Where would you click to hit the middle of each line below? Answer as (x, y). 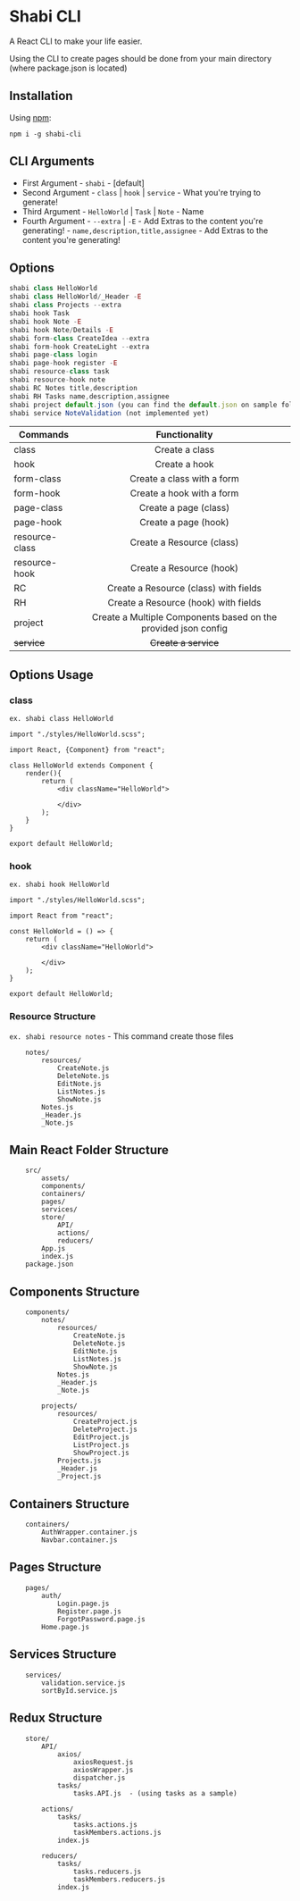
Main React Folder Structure (89, 1150)
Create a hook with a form (184, 493)
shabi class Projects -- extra (66, 306)
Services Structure (63, 1654)
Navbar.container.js (79, 1540)
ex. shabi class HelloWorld (62, 719)
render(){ (44, 774)
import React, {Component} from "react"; (87, 750)
